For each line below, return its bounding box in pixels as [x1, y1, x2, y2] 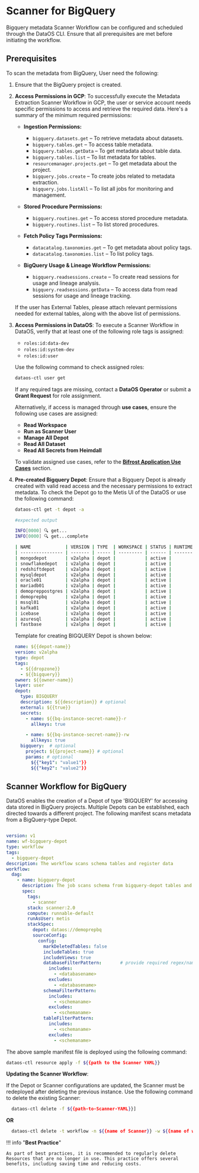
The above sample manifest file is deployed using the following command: [6, 1048, 187, 1055]
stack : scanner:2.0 [27, 905, 76, 911]
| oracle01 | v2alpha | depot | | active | [14, 577, 172, 583]
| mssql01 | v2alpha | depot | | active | [14, 599, 172, 605]
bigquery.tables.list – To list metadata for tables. [32, 153, 156, 161]
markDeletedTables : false [43, 944, 108, 949]
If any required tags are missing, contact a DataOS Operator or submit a [14, 385, 191, 393]
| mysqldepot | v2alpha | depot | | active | [14, 572, 172, 578]
